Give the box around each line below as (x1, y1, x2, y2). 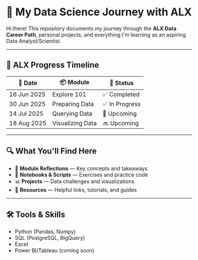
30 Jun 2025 (9, 100, 46, 108)
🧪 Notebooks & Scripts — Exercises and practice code (14, 171, 148, 178)
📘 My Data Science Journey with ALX (6, 5, 192, 19)
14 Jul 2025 (9, 109, 44, 118)
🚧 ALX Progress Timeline (6, 60, 99, 70)
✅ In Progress (102, 100, 141, 108)
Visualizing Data (52, 119, 97, 127)
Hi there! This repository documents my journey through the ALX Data (6, 25, 177, 32)
